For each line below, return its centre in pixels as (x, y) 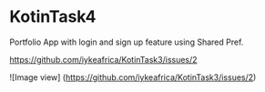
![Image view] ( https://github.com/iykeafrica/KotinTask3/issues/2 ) (133, 77)
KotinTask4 (53, 17)
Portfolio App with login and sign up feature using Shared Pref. (127, 42)
